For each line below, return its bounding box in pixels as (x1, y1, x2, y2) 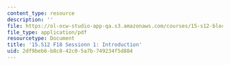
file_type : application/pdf (7, 28, 88, 36)
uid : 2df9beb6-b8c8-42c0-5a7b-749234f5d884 (7, 48, 133, 55)
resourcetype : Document (7, 35, 75, 42)
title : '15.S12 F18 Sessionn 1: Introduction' (7, 41, 142, 48)
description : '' (7, 16, 53, 23)
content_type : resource (7, 9, 75, 17)
